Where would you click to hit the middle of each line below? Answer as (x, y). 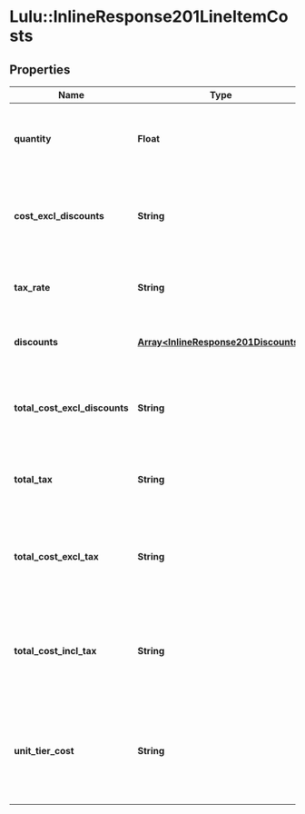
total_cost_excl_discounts (71, 408)
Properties (40, 69)
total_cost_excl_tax (56, 556)
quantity (33, 139)
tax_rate (32, 288)
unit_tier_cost (44, 751)
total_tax (33, 479)
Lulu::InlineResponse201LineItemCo (149, 17)
